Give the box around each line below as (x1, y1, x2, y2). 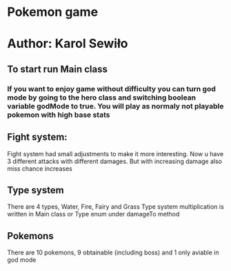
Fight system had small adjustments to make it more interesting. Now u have (7, 149, 224, 158)
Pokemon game (7, 4, 99, 20)
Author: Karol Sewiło (7, 36, 128, 52)
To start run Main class (7, 63, 108, 75)
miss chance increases (7, 164, 72, 173)
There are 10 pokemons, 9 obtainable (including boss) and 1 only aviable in (7, 248, 219, 256)
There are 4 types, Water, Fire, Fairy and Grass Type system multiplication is (7, 203, 224, 211)
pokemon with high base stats (7, 110, 110, 120)
